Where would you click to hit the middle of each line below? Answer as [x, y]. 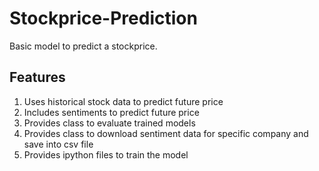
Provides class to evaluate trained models [109, 123]
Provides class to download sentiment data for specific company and [166, 133]
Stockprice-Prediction [103, 18]
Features [37, 77]
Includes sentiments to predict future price [111, 112]
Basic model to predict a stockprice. [83, 46]
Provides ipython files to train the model [106, 154]
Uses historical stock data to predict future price [123, 101]
